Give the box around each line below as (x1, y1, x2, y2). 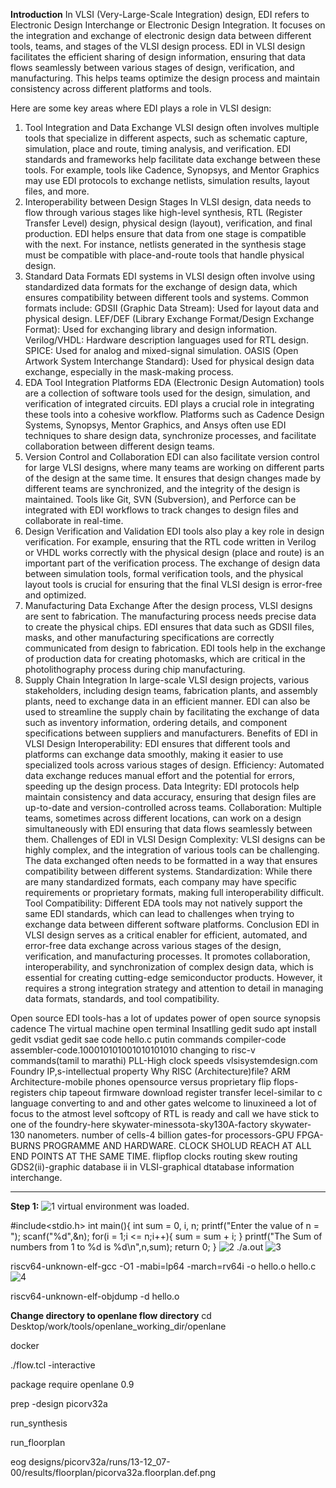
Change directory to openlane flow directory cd (10, 1310, 212, 1321)
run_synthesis (10, 1417, 68, 1429)
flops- (273, 1076, 299, 1088)
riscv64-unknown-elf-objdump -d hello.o (10, 1290, 180, 1302)
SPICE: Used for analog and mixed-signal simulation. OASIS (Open (24, 345, 299, 356)
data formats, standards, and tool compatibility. (24, 993, 220, 1004)
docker (10, 1340, 40, 1351)
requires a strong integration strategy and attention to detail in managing (24, 982, 324, 994)
